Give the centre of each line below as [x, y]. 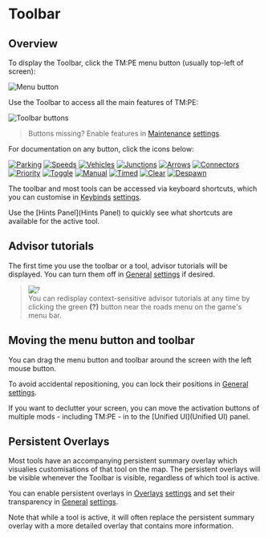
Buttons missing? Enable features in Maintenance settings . [125, 133]
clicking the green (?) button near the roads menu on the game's [135, 306]
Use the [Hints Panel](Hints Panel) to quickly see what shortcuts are [120, 212]
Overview [33, 44]
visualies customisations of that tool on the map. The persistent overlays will [134, 469]
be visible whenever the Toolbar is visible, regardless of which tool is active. [134, 478]
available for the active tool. [54, 221]
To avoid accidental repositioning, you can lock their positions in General [128, 384]
